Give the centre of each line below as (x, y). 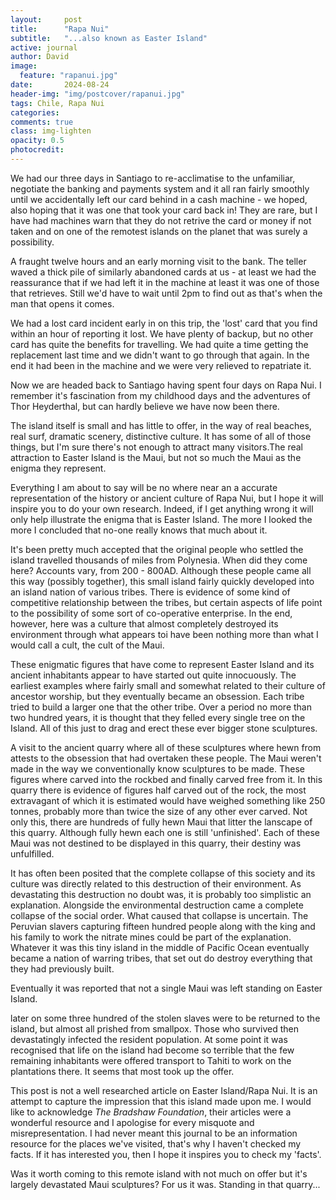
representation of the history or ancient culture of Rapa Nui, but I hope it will (167, 498)
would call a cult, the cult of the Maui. (87, 645)
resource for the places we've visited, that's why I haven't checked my (156, 1143)
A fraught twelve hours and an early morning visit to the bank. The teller (158, 261)
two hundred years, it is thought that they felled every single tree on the (158, 717)
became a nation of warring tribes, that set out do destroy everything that (161, 958)
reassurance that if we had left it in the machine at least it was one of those (165, 282)
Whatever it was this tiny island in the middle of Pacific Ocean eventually (160, 947)
